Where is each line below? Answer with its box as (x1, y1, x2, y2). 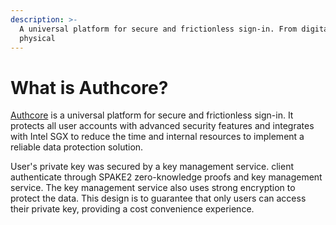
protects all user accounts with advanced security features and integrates (10, 120, 315, 132)
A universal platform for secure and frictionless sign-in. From (19, 24, 298, 34)
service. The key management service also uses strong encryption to (10, 182, 296, 194)
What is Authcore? (10, 76, 169, 99)
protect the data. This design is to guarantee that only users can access (10, 192, 307, 205)
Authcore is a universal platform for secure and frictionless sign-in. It (10, 109, 294, 121)
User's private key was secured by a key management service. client (10, 161, 294, 173)
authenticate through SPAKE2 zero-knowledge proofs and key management (10, 171, 323, 183)
